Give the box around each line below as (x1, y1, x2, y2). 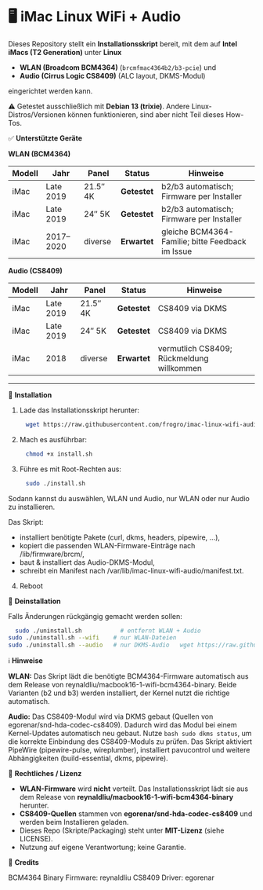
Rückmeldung (157, 353, 209, 364)
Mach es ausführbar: (19, 434, 88, 444)
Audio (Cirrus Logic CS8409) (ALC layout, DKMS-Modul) (19, 71, 206, 80)
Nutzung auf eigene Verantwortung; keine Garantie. (19, 843, 186, 852)
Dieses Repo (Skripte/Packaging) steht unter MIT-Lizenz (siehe (19, 826, 225, 835)
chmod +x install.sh (25, 450, 92, 458)
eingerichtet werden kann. (8, 86, 93, 96)
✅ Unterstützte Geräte (8, 133, 83, 143)
